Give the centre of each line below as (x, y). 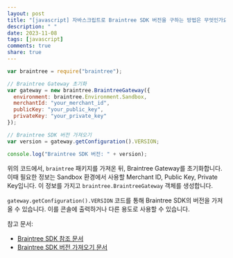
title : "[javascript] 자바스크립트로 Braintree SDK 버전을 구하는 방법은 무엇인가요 (118, 20)
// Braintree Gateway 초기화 (47, 84)
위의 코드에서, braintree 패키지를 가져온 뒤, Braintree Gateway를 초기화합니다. (115, 168)
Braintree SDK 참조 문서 (50, 238)
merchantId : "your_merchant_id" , (62, 103)
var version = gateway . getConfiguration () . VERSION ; (83, 141)
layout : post (26, 14)
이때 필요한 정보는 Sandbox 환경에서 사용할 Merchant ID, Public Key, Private (113, 177)
